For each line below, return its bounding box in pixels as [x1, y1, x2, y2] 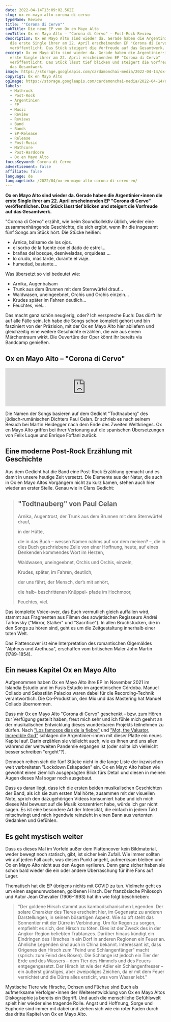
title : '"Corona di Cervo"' [5, 21, 65, 27]
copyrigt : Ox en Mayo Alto [5, 74, 63, 79]
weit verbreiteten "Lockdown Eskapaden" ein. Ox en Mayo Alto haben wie [5, 764, 160, 770]
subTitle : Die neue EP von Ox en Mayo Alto [5, 27, 99, 32]
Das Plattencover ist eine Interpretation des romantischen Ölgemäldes [5, 640, 152, 646]
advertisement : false [5, 164, 51, 169]
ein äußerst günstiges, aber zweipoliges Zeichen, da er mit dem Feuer [17, 968, 164, 975]
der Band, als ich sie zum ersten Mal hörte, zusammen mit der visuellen [5, 790, 155, 796]
